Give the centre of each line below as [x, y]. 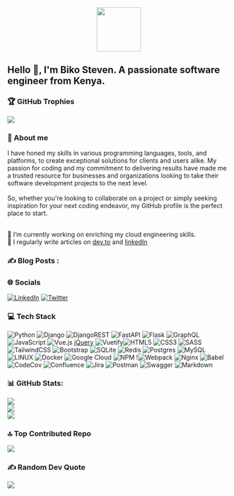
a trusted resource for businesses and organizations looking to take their [113, 175]
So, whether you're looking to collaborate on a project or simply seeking [112, 198]
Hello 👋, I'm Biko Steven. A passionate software [114, 70]
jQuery [84, 342]
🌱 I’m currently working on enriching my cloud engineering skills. [102, 234]
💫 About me [28, 137]
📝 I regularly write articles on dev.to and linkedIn [77, 242]
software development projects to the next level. [78, 183]
